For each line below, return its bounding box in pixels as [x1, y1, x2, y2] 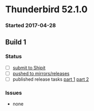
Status [5, 53, 22, 60]
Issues [5, 89, 22, 96]
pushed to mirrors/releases [12, 70, 70, 76]
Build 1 [5, 37, 26, 47]
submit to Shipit [12, 64, 46, 71]
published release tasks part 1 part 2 [12, 76, 89, 82]
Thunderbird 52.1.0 [5, 4, 88, 15]
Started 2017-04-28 [5, 22, 56, 29]
